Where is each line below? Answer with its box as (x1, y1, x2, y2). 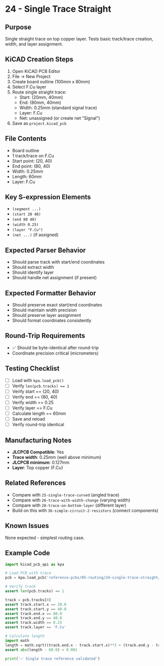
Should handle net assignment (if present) (12, 275, 97, 281)
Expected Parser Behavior (5, 246, 86, 254)
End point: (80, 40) (12, 163, 50, 169)
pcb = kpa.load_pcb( (5, 575, 47, 580)
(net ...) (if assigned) (12, 232, 59, 238)
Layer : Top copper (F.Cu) (12, 465, 63, 471)
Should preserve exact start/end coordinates (12, 302, 102, 308)
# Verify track (5, 584, 36, 589)
